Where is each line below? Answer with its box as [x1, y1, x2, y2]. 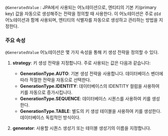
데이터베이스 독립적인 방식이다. [20, 114, 81, 120]
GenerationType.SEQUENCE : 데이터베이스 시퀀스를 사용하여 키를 [20, 96, 151, 102]
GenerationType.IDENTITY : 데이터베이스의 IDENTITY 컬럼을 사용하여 [20, 83, 159, 89]
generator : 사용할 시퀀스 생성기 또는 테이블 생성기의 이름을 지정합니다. [12, 125, 151, 131]
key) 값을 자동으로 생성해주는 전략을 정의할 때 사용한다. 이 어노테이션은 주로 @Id [5, 11, 161, 17]
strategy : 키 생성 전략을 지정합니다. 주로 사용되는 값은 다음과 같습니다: [12, 60, 151, 66]
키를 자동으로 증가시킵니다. [20, 89, 73, 95]
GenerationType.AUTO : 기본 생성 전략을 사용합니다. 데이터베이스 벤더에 [20, 71, 163, 77]
